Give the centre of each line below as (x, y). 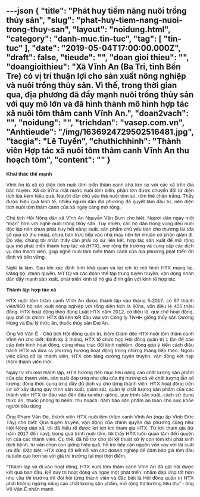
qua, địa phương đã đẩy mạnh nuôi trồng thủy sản (100, 95)
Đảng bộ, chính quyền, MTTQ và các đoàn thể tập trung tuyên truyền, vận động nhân (100, 273)
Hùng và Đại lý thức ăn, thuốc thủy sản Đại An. (58, 323)
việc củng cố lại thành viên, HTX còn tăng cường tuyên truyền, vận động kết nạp (100, 356)
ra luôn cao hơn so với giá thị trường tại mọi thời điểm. (66, 456)
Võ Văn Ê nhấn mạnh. (31, 489)
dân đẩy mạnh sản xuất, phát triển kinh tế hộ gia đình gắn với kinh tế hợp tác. (91, 279)
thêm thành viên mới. (30, 361)
